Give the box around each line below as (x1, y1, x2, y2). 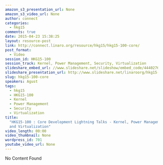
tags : (5, 83, 16, 89)
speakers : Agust (5, 79, 38, 84)
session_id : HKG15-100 (5, 57, 51, 61)
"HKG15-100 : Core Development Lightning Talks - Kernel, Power (9, 120, 142, 124)
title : (5, 115, 18, 120)
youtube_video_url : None (5, 142, 55, 147)
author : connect (5, 16, 38, 21)
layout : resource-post (5, 39, 51, 44)
